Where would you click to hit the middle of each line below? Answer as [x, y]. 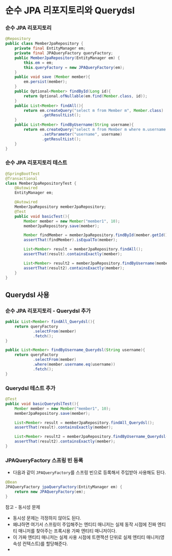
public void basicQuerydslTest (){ [42, 404]
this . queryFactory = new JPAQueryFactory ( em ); [74, 67]
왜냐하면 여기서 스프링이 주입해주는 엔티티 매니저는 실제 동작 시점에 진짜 [84, 524]
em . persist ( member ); [46, 82]
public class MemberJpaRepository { [44, 44]
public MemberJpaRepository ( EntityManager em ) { [67, 58]
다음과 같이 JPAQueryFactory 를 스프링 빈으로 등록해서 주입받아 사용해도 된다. [89, 472]
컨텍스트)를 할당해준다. [45, 543]
